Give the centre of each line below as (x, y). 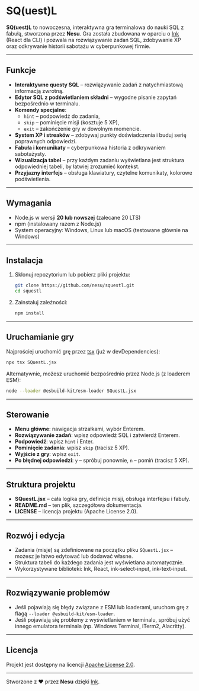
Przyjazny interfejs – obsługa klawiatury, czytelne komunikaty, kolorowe (103, 172)
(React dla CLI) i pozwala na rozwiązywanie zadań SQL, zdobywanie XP (94, 40)
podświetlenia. (33, 179)
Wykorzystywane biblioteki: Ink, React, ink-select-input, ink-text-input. (101, 569)
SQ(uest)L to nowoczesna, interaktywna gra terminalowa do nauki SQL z (95, 27)
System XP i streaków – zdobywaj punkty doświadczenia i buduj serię (100, 135)
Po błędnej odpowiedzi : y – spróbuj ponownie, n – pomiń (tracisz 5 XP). (102, 461)
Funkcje (21, 70)
